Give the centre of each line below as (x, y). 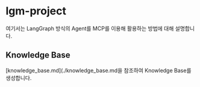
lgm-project (36, 11)
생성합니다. (19, 78)
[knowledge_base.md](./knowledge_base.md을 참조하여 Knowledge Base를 (98, 70)
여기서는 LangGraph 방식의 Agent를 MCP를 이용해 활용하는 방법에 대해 (90, 28)
